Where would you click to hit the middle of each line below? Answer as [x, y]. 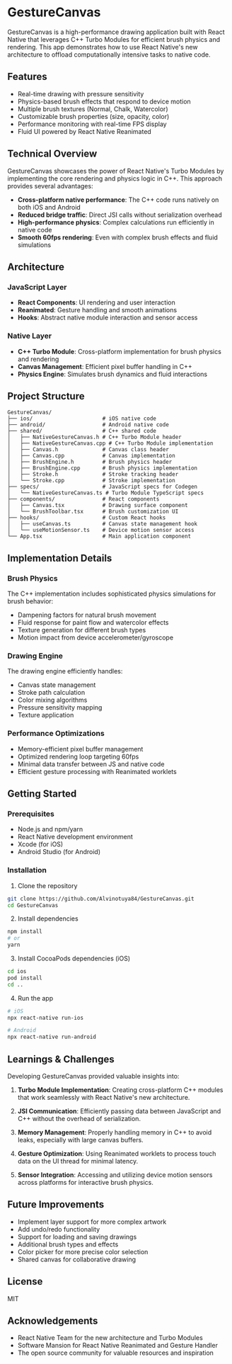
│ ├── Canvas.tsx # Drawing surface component [98, 506]
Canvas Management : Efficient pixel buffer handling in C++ [105, 366]
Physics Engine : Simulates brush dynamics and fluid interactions [112, 374]
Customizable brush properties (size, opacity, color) [93, 116]
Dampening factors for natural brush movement [87, 615]
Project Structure [46, 396]
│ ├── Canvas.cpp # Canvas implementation [91, 456]
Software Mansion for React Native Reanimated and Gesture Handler [117, 1346]
